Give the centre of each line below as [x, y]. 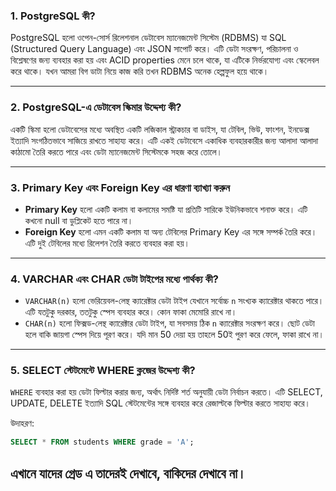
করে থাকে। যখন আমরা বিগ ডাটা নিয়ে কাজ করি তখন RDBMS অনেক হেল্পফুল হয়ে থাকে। [140, 71]
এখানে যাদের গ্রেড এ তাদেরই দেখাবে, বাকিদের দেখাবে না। [128, 473]
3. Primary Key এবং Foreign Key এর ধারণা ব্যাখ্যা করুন [120, 187]
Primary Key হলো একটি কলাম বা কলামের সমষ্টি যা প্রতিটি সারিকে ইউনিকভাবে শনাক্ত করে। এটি [166, 209]
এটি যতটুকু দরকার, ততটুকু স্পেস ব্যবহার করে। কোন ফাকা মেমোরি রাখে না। [131, 312]
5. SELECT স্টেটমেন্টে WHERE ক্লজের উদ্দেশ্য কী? [103, 371]
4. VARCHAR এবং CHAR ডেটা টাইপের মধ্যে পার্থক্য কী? [114, 279]
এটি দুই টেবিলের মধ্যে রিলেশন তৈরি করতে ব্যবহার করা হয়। [107, 243]
